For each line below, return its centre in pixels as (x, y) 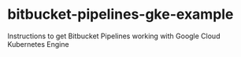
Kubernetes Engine (38, 44)
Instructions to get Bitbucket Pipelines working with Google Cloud (114, 36)
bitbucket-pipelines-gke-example (120, 14)
